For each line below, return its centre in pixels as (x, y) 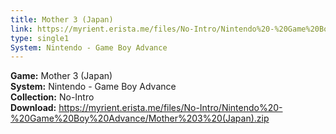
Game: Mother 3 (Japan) (61, 76)
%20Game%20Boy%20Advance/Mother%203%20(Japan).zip (140, 118)
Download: (33, 108)
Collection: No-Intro (52, 97)
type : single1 (40, 38)
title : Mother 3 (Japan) (62, 19)
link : (21, 29)
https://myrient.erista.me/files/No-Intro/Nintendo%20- (170, 108)
